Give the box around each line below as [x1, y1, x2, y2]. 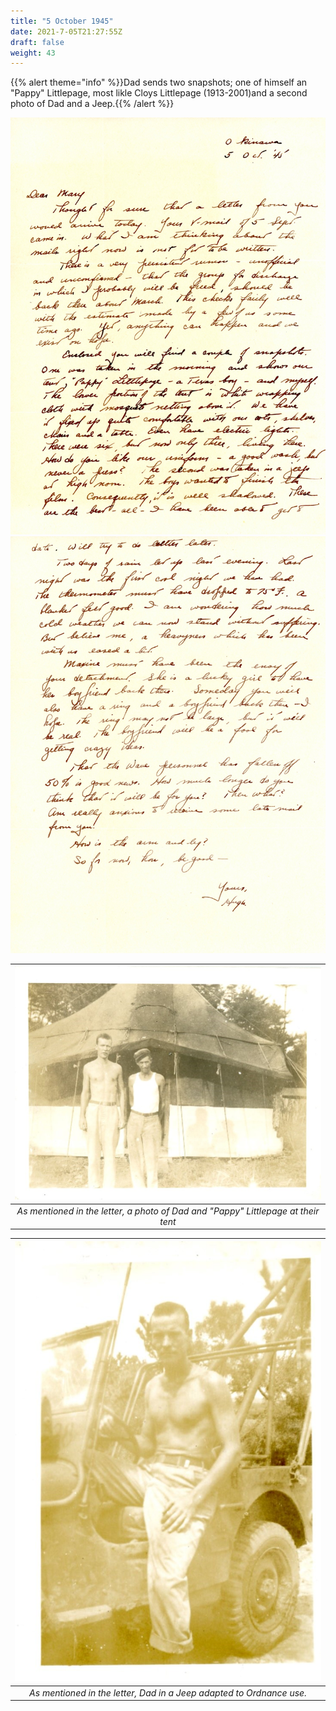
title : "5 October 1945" [10, 16, 114, 26]
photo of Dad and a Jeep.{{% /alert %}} [10, 98, 175, 110]
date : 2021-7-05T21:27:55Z [10, 26, 123, 37]
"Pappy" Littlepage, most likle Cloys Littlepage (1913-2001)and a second [10, 87, 308, 99]
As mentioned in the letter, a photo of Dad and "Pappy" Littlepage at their [16, 1205, 320, 1217]
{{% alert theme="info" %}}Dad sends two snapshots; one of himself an [10, 76, 308, 89]
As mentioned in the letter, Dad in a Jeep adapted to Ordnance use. [29, 1686, 307, 1699]
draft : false [10, 37, 65, 47]
